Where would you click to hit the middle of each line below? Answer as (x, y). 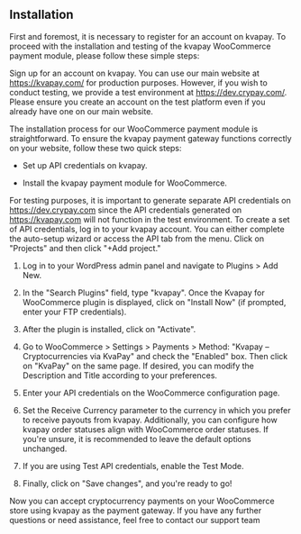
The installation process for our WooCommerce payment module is (134, 129)
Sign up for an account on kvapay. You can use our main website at (134, 73)
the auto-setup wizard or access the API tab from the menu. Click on (137, 239)
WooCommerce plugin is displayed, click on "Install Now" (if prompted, (154, 302)
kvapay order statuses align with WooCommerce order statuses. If (145, 429)
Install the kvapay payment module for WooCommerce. (125, 183)
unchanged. (45, 448)
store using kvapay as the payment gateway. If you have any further (136, 510)
